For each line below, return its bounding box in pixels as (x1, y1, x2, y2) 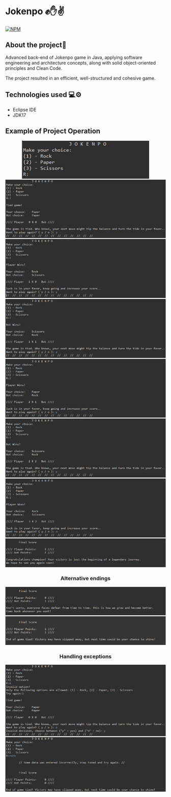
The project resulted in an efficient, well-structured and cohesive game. (5, 75, 156, 81)
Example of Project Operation (5, 127, 101, 135)
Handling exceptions (59, 653, 112, 660)
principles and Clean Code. (5, 65, 63, 71)
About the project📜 (5, 41, 67, 49)
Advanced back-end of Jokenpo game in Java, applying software (5, 54, 142, 60)
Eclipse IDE (12, 107, 37, 113)
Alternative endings (60, 575, 111, 582)
